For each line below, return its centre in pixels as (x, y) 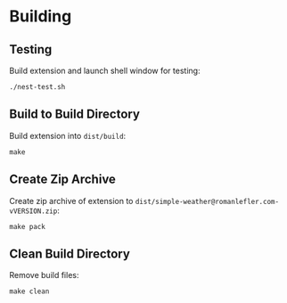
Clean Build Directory (70, 254)
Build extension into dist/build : (68, 135)
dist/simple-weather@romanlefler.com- (207, 201)
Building (41, 16)
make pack (28, 226)
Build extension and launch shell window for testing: (105, 70)
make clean (29, 291)
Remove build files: (44, 275)
